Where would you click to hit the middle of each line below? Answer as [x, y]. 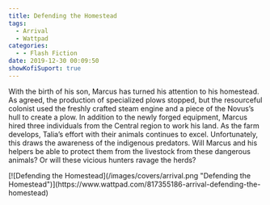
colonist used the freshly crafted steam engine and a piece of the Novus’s [131, 108]
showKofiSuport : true [45, 69]
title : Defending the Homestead [63, 16]
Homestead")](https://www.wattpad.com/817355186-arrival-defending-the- [135, 184]
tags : [17, 23]
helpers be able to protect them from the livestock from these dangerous [129, 151]
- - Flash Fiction [47, 53]
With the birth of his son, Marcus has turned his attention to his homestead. [134, 91]
